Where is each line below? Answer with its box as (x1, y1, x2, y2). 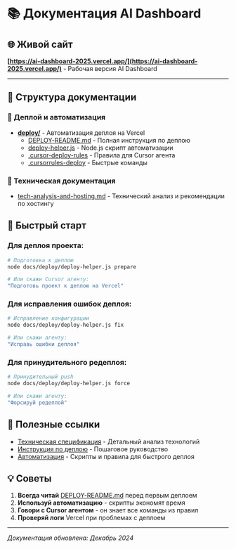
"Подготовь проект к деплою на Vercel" (7, 283, 124, 290)
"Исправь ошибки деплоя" (7, 341, 80, 348)
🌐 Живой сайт (7, 38, 73, 50)
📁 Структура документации (7, 91, 137, 103)
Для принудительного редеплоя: (7, 357, 127, 367)
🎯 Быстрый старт (7, 219, 86, 232)
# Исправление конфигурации (7, 315, 90, 322)
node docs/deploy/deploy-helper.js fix (7, 321, 124, 329)
